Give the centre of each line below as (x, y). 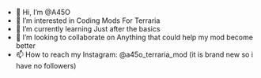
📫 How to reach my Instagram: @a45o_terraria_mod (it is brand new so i (134, 54)
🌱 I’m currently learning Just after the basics (88, 29)
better (25, 46)
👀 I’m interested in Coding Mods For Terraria (88, 20)
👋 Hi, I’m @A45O (43, 12)
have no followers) (46, 66)
